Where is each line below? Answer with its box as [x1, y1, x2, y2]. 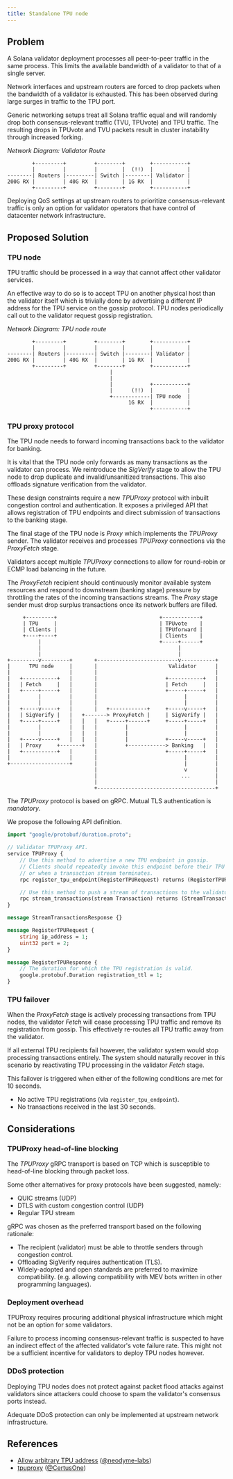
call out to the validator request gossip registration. [7, 311, 153, 320]
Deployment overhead [7, 1297, 85, 1307]
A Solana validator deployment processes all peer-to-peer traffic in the [7, 54, 209, 63]
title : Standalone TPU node [7, 10, 89, 17]
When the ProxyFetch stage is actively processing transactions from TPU [7, 1011, 216, 1019]
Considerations [7, 1123, 76, 1134]
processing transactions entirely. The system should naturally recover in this [7, 1054, 225, 1062]
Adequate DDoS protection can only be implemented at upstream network [7, 1410, 219, 1418]
